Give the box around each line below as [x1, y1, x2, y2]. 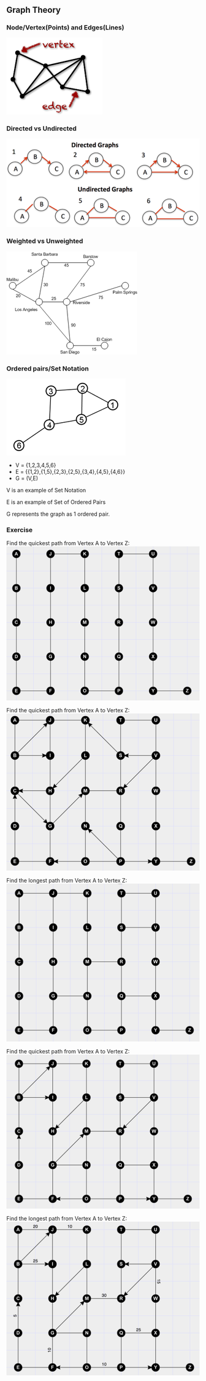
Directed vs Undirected [6, 124, 77, 133]
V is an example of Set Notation [6, 486, 86, 494]
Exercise [6, 525, 33, 534]
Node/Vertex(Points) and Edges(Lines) [6, 23, 124, 32]
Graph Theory [6, 5, 61, 15]
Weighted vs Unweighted [6, 237, 83, 245]
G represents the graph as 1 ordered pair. [6, 510, 110, 517]
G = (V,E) [15, 474, 39, 482]
